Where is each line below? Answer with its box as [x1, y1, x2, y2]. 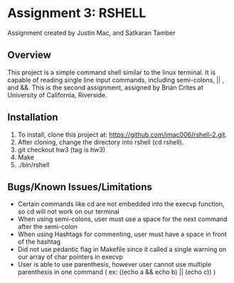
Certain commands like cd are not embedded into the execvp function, [17, 200, 225, 208]
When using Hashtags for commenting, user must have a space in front [17, 230, 228, 239]
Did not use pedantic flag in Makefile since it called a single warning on [17, 245, 227, 254]
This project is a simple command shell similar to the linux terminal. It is [7, 68, 216, 76]
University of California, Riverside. [7, 90, 108, 99]
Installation [7, 112, 58, 124]
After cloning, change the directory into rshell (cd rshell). [17, 137, 184, 146]
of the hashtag [17, 237, 61, 246]
